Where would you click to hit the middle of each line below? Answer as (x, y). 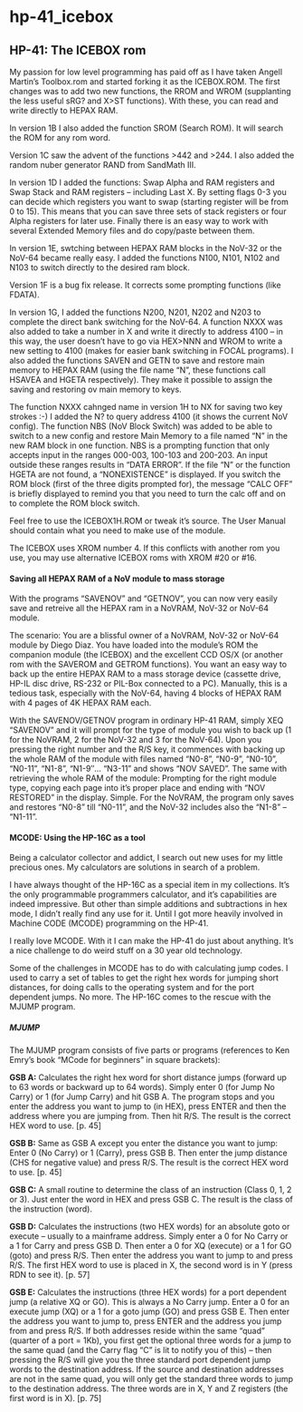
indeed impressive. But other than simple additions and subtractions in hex (148, 904)
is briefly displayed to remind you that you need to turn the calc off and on (148, 493)
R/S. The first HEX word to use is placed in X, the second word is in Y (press (151, 1265)
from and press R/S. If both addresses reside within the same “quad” (137, 1331)
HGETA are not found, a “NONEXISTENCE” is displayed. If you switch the (145, 474)
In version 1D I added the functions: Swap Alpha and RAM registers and (142, 182)
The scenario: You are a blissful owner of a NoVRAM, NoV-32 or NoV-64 (144, 636)
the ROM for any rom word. (60, 137)
